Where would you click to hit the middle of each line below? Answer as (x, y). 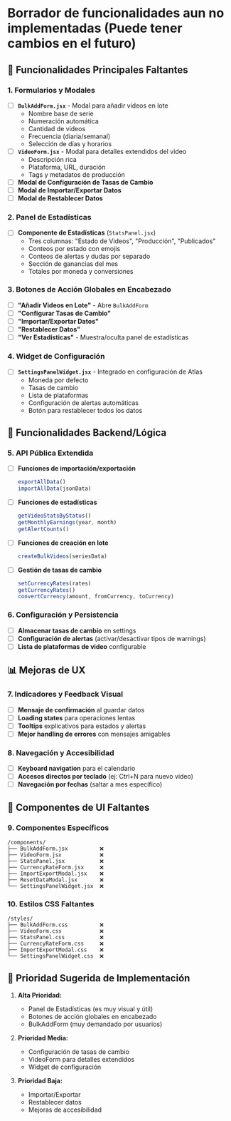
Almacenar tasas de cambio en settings (77, 630)
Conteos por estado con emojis (74, 248)
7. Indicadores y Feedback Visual (65, 695)
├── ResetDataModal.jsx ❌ (56, 880)
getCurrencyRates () (47, 590)
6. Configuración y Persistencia (63, 615)
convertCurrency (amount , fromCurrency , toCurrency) (96, 597)
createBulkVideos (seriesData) (63, 556)
